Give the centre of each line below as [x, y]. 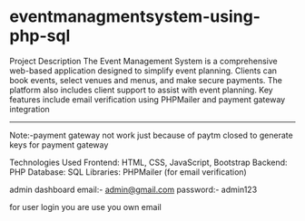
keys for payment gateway [59, 144]
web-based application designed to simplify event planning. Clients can [143, 71]
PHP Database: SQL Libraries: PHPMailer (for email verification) [128, 172]
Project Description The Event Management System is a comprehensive [144, 61]
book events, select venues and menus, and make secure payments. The [146, 80]
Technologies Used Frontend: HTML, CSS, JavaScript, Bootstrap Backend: [148, 162]
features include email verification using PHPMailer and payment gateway [148, 99]
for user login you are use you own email [85, 207]
